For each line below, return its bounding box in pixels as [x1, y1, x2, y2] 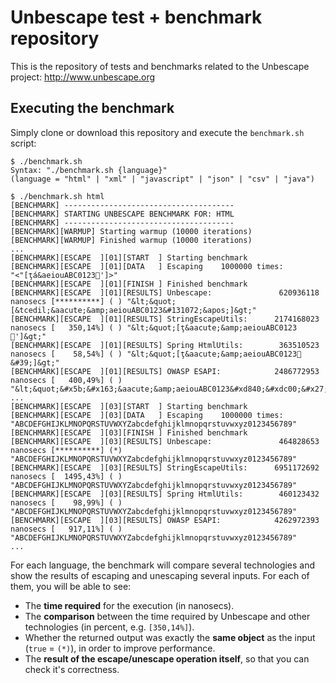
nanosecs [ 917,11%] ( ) [10, 524, 123, 534]
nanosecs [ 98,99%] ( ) [10, 497, 123, 508]
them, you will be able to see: [10, 580, 132, 592]
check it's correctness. [24, 663, 120, 675]
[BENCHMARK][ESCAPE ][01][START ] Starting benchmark [10, 252, 248, 263]
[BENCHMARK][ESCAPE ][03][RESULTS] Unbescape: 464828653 [10, 436, 320, 446]
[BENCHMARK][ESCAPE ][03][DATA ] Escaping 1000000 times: [10, 410, 284, 420]
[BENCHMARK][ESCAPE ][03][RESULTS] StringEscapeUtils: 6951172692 [10, 462, 320, 473]
